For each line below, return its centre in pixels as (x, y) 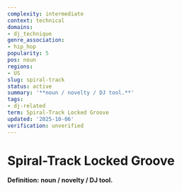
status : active (30, 86)
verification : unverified (45, 126)
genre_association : (36, 40)
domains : (20, 27)
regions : (20, 66)
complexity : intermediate (45, 14)
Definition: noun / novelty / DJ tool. (60, 180)
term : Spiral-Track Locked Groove (58, 112)
